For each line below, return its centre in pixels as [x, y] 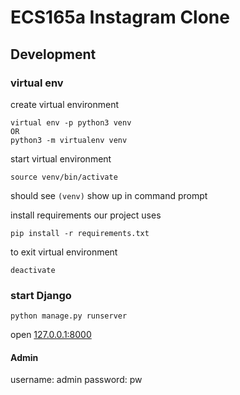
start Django [41, 295]
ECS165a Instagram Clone [120, 17]
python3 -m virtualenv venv [69, 140]
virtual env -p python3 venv [71, 122]
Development [53, 54]
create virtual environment [65, 104]
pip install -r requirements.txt [80, 233]
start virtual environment [61, 158]
